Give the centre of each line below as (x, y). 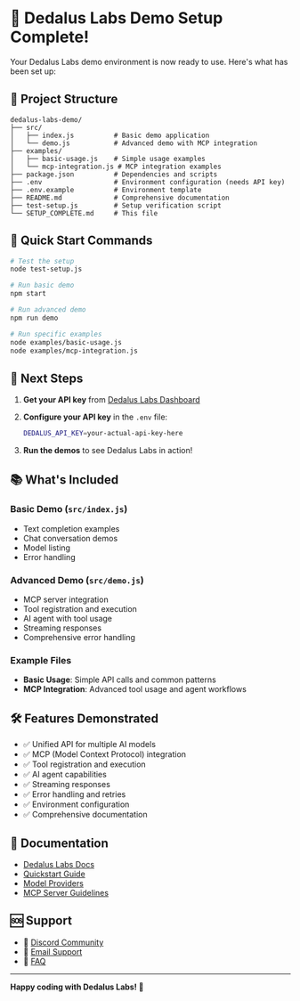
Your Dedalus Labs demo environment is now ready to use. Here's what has (149, 61)
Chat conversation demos (70, 538)
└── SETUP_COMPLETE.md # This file (84, 213)
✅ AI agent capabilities (65, 775)
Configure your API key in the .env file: (95, 417)
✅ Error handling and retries (74, 794)
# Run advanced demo (49, 310)
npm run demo (34, 318)
